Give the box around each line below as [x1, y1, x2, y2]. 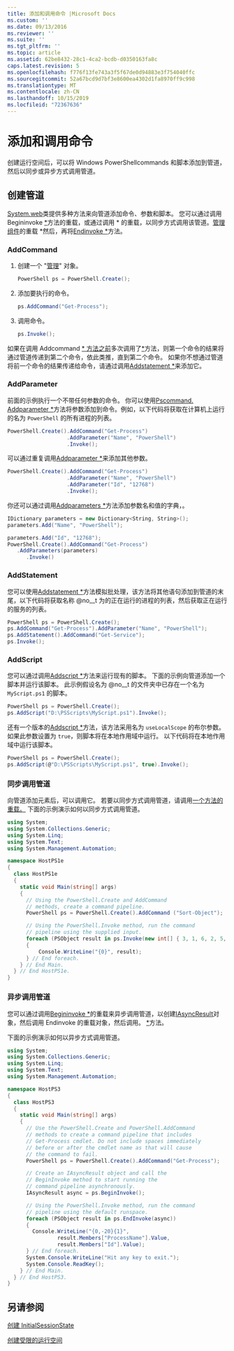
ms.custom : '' [7, 17, 49, 24]
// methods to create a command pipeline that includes [25, 1131, 192, 1138]
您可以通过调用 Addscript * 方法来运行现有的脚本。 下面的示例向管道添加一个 [7, 671, 226, 680]
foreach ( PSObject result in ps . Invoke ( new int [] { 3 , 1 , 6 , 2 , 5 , [25, 935, 227, 942]
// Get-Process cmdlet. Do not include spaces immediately [25, 1137, 201, 1144]
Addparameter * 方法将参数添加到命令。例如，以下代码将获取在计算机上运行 [7, 405, 225, 413]
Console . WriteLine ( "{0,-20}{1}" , [32, 1228, 130, 1235]
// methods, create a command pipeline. [25, 903, 145, 910]
